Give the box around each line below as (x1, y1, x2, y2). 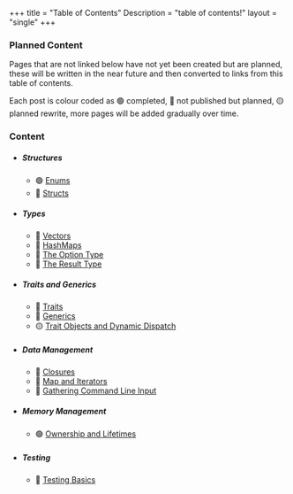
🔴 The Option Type (34, 250, 104, 260)
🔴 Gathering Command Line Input (34, 385, 157, 397)
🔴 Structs (34, 188, 69, 198)
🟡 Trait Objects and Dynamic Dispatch (34, 320, 177, 331)
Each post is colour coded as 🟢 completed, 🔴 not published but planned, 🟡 (9, 96, 284, 106)
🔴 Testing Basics (34, 475, 96, 485)
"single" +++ (9, 17, 56, 27)
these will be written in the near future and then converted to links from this (9, 68, 284, 79)
